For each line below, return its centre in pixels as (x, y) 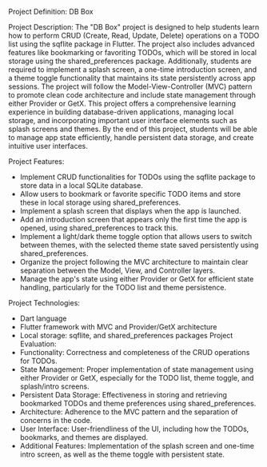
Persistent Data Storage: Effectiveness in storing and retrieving (124, 395)
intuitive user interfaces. (48, 146)
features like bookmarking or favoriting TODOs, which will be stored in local (133, 52)
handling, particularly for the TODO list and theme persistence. (123, 287)
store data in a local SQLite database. (82, 186)
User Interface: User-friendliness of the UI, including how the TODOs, (134, 429)
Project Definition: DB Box (51, 12)
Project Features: (36, 162)
